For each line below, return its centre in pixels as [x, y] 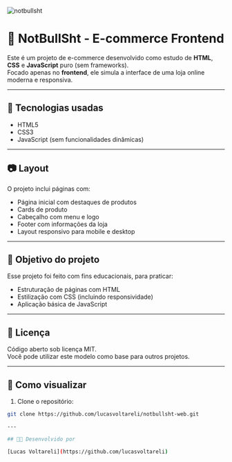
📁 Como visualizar [47, 385]
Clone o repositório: [45, 401]
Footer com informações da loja [62, 224]
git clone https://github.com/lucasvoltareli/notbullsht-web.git [103, 414]
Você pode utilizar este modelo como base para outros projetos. [98, 357]
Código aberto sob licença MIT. [52, 349]
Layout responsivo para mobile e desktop [76, 231]
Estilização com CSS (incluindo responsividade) [85, 297]
